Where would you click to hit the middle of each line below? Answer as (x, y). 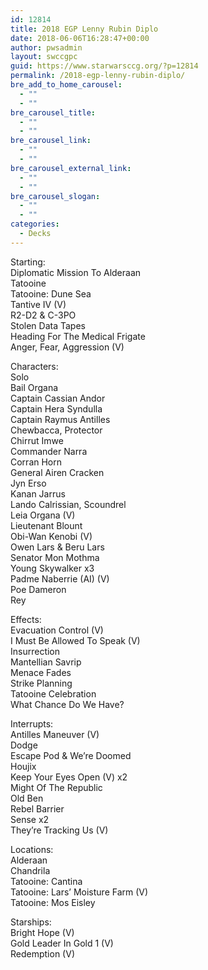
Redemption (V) (42, 953)
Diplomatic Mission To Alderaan (76, 272)
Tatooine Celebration (53, 693)
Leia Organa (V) (43, 515)
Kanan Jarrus (38, 493)
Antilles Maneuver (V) (55, 734)
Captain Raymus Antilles (60, 419)
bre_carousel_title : (53, 112)
